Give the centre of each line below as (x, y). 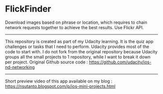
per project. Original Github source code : (47, 62)
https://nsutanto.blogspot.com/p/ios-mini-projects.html (60, 86)
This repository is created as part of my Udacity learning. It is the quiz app (79, 41)
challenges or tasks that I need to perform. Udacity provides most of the (77, 47)
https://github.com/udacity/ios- (120, 62)
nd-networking (20, 67)
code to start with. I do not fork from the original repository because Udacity (81, 51)
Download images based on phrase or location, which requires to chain (76, 22)
